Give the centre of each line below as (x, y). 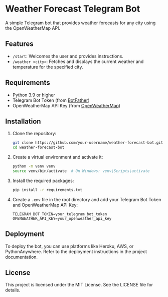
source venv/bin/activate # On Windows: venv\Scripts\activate (81, 171)
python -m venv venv (34, 166)
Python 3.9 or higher (34, 95)
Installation (23, 121)
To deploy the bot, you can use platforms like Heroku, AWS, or (69, 246)
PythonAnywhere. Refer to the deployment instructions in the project (76, 251)
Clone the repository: (34, 134)
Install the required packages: (43, 181)
